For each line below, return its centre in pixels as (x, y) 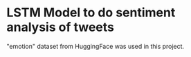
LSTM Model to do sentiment (91, 13)
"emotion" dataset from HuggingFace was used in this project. (95, 46)
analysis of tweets (61, 27)
